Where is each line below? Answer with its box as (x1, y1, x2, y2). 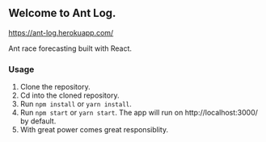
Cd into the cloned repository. (19, 90, 120, 100)
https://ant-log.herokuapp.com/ (8, 27, 114, 37)
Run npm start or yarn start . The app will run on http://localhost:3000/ (19, 108, 259, 118)
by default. (19, 116, 57, 126)
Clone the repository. (19, 82, 91, 92)
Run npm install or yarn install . (19, 99, 132, 109)
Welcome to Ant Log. (8, 6, 116, 20)
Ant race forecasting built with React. (8, 44, 132, 53)
